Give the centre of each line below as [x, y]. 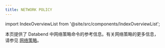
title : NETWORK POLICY [29, 10]
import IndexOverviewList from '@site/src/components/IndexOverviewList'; [83, 24]
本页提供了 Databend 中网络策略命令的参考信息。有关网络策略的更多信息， [82, 34]
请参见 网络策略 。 [23, 40]
